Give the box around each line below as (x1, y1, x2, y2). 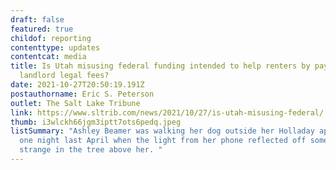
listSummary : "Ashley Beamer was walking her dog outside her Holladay (10, 126, 315, 136)
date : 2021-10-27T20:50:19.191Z (10, 80, 145, 90)
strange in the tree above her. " (19, 145, 163, 155)
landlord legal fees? (19, 71, 110, 81)
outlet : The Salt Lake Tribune (10, 98, 141, 108)
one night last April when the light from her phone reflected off (19, 136, 307, 146)
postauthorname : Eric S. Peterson (10, 89, 155, 99)
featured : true (10, 24, 74, 34)
